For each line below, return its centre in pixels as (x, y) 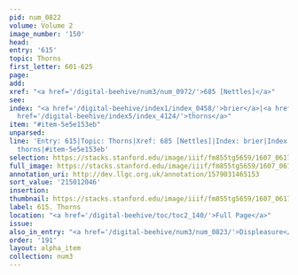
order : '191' (33, 240)
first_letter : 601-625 (51, 67)
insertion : (29, 191)
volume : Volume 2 (41, 26)
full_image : (31, 166)
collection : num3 (41, 257)
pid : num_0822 (35, 17)
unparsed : (27, 133)
